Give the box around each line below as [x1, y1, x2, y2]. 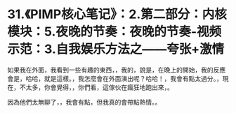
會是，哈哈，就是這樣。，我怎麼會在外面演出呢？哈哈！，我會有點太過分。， [7, 74, 223, 82]
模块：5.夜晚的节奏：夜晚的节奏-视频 [7, 24, 222, 40]
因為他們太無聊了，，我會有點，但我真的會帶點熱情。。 [7, 98, 162, 106]
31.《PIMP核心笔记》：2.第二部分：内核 [7, 6, 227, 22]
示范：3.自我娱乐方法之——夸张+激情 [7, 41, 225, 57]
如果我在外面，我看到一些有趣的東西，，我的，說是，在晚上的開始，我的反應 [7, 66, 226, 74]
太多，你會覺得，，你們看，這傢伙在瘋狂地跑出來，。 [25, 83, 173, 91]
